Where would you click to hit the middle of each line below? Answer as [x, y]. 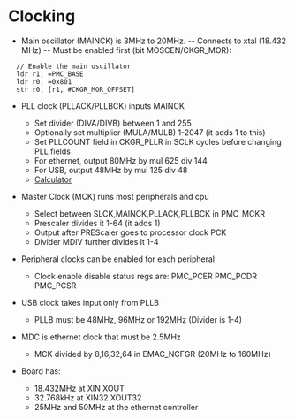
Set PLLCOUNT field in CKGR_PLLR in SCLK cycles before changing [158, 141]
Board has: [41, 371]
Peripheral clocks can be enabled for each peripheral [118, 259]
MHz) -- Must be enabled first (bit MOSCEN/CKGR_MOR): [126, 50]
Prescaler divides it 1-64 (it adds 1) [97, 223]
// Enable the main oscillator [74, 66]
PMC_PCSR [55, 286]
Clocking [42, 16]
